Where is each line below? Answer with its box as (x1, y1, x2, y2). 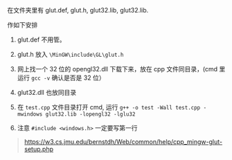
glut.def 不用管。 (17, 35, 66, 44)
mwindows (17, 111, 43, 118)
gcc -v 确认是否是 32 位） (30, 73, 105, 82)
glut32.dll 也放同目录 (17, 89, 77, 96)
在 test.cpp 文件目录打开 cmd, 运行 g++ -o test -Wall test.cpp (17, 103, 201, 111)
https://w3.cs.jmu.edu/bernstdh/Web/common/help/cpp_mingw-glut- (24, 138, 223, 145)
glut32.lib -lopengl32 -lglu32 (45, 111, 136, 118)
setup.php (24, 145, 54, 153)
